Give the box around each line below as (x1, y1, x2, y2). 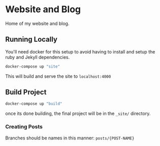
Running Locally (5, 35, 57, 44)
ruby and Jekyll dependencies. (5, 54, 70, 60)
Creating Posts (5, 123, 43, 130)
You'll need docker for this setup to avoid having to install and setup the (5, 48, 155, 54)
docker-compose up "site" (5, 64, 60, 69)
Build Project (5, 88, 47, 97)
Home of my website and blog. (5, 20, 70, 26)
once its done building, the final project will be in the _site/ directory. (5, 110, 151, 116)
